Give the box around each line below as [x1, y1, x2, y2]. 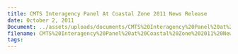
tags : [7, 36, 23, 43]
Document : [7, 23, 37, 30]
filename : [7, 29, 37, 37]
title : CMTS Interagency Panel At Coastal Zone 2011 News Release [7, 10, 208, 18]
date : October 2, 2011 [7, 17, 74, 24]
